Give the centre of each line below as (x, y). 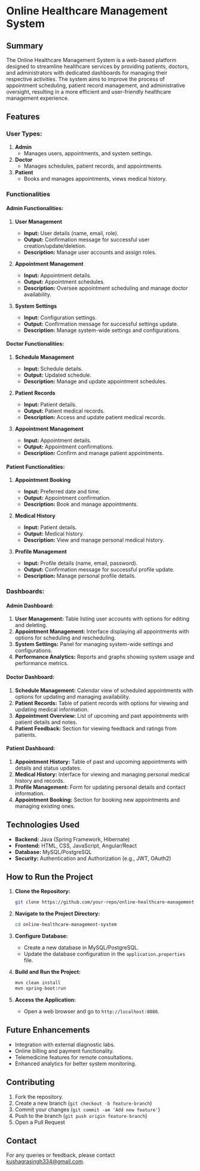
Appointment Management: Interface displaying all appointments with (102, 632)
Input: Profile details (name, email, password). (81, 563)
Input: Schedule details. (53, 369)
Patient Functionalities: (36, 466)
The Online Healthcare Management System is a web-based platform (91, 60)
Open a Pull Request (40, 1122)
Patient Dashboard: (31, 748)
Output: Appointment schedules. (64, 281)
